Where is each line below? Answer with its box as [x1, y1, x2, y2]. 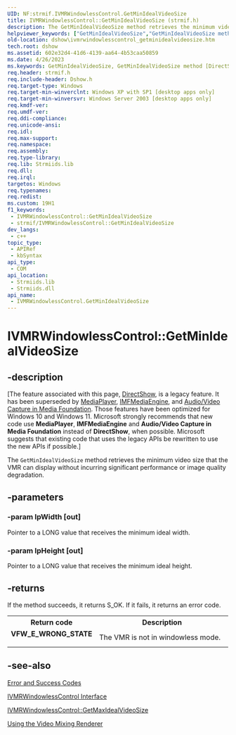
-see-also [7, 660, 51, 672]
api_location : [7, 271, 49, 279]
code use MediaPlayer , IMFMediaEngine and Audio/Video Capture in [7, 420, 212, 428]
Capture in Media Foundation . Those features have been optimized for [7, 405, 211, 414]
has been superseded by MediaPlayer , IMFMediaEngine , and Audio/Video [7, 397, 221, 406]
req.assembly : [7, 148, 49, 155]
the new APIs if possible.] [7, 442, 81, 451]
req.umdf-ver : [7, 108, 49, 115]
